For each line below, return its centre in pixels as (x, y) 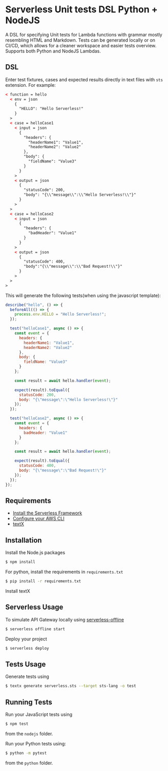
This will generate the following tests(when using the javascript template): (83, 295)
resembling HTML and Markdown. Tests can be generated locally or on (80, 40)
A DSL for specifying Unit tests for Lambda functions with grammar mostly (84, 34)
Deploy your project (26, 639)
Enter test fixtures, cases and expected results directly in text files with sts (84, 79)
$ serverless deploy (27, 648)
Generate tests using (27, 676)
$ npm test (17, 724)
